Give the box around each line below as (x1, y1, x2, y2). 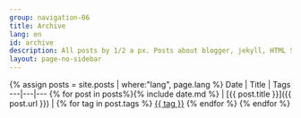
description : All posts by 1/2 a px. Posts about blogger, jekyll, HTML (9, 46, 287, 55)
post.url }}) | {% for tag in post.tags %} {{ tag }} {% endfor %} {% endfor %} (9, 98, 291, 108)
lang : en (9, 29, 42, 38)
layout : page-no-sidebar (9, 55, 102, 63)
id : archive (9, 38, 54, 47)
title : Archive (9, 21, 66, 30)
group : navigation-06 (9, 13, 90, 22)
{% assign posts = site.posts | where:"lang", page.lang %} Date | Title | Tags (9, 80, 291, 89)
